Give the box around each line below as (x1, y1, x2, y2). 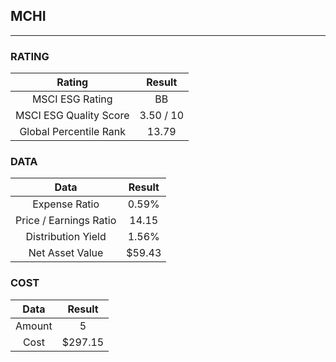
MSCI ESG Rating (31, 92, 113, 106)
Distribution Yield (25, 230, 107, 244)
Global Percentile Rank (19, 125, 127, 139)
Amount (15, 319, 53, 333)
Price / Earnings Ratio (15, 214, 117, 228)
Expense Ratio (32, 197, 100, 211)
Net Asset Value (28, 246, 104, 260)
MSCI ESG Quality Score (15, 109, 130, 123)
